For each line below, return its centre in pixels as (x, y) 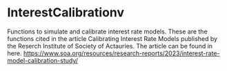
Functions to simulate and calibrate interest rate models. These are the (108, 31)
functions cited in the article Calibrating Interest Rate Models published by (112, 38)
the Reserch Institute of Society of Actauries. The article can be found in (110, 46)
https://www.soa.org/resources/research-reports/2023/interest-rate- (121, 53)
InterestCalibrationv (66, 13)
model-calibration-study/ (42, 60)
